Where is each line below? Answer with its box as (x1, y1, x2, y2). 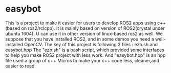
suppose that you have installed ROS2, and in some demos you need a (5, 36, 155, 42)
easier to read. (5, 63, 36, 69)
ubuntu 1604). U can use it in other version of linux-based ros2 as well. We (5, 30, 163, 36)
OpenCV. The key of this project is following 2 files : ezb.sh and (24, 41, 158, 47)
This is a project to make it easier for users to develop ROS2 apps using (5, 20, 156, 26)
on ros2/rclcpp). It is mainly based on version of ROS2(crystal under (21, 25, 165, 31)
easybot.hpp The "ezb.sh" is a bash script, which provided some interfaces (5, 47, 165, 53)
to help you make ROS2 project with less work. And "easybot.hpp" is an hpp (5, 52, 166, 58)
